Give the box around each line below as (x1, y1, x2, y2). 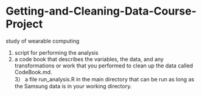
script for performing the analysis (14, 49, 99, 56)
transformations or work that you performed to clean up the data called (14, 62, 193, 69)
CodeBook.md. (14, 68, 52, 75)
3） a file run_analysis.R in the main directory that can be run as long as (14, 75, 195, 83)
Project (5, 17, 43, 31)
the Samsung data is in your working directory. (14, 82, 132, 89)
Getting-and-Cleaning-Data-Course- (5, 4, 197, 18)
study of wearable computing (5, 37, 80, 44)
